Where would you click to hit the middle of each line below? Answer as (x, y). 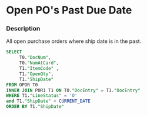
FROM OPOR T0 (22, 85)
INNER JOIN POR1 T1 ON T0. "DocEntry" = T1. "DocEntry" (73, 90)
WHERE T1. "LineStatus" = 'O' (42, 96)
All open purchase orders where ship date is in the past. (74, 41)
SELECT (14, 52)
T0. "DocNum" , (35, 58)
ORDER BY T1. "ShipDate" (35, 107)
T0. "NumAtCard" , (39, 63)
